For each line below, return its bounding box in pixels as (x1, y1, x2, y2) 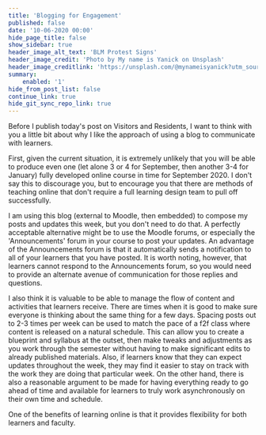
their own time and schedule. (8, 395, 103, 404)
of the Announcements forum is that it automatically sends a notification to (8, 244, 252, 254)
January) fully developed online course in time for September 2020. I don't (8, 171, 253, 180)
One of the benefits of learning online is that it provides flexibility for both (8, 410, 247, 419)
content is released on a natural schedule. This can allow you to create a (8, 327, 245, 337)
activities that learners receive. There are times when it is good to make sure (8, 302, 258, 312)
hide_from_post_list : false (8, 85, 101, 93)
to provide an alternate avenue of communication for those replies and (8, 270, 238, 279)
